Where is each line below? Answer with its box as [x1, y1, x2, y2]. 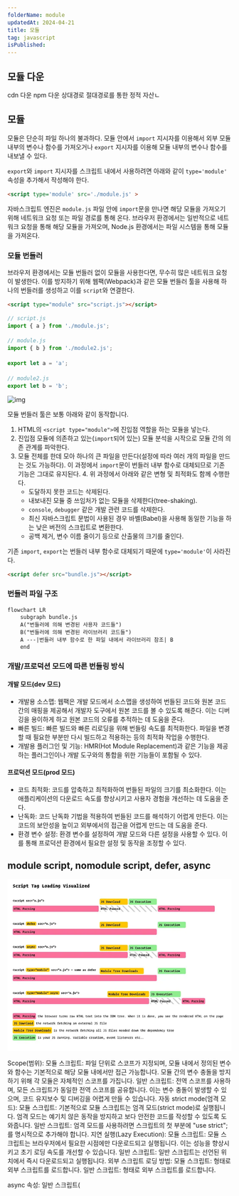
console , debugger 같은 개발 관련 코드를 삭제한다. [28, 505, 166, 514]
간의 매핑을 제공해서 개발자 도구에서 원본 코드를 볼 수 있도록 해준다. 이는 [17, 706, 217, 714]
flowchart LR [7, 606, 46, 613]
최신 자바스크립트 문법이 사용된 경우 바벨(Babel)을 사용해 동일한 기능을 [28, 514, 225, 522]
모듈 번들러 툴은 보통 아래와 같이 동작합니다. [7, 410, 129, 418]
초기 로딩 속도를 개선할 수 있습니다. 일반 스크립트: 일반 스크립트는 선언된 [20, 1148, 220, 1156]
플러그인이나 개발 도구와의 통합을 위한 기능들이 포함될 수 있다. [31, 751, 202, 759]
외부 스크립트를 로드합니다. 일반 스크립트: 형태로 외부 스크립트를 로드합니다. [7, 1165, 216, 1174]
